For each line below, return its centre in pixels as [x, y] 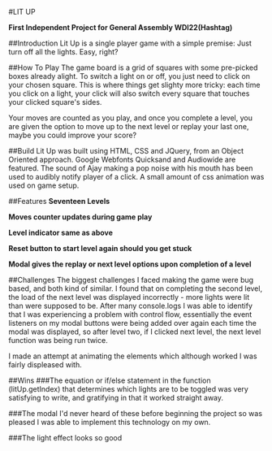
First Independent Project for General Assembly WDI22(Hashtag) [121, 27]
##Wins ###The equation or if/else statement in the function [110, 380]
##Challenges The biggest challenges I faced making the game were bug [131, 280]
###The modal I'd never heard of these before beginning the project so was [135, 413]
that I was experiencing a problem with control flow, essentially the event [130, 314]
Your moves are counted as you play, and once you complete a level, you [131, 118]
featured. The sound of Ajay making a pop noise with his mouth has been [131, 168]
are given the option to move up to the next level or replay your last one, [129, 126]
